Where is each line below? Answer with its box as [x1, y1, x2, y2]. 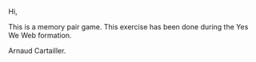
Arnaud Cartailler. [8, 46, 66, 55]
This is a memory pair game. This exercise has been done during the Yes [8, 22, 249, 31]
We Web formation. [8, 31, 72, 40]
